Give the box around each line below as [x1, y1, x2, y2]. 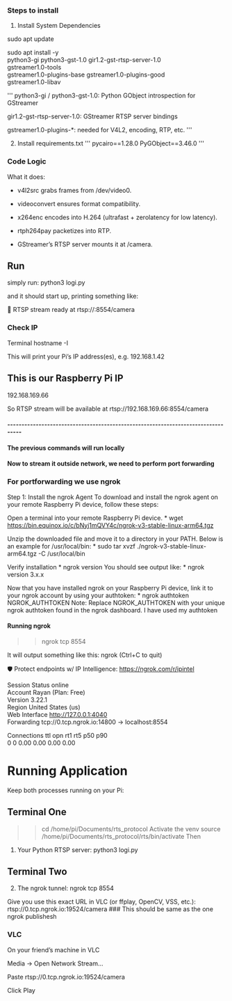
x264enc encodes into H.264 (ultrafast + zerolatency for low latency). [17, 213, 217, 221]
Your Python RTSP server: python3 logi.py [17, 845, 138, 854]
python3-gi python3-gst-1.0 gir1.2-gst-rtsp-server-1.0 [7, 56, 161, 64]
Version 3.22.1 [7, 695, 47, 704]
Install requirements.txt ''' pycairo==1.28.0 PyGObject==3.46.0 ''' [17, 139, 205, 148]
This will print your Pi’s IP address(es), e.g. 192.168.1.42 [7, 352, 165, 361]
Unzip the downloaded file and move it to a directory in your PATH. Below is [7, 535, 224, 543]
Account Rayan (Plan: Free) [7, 688, 85, 696]
